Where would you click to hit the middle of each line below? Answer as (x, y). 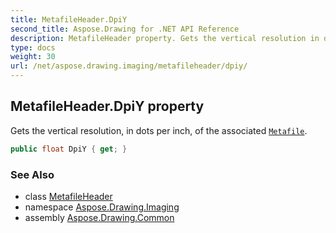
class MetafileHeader (68, 196)
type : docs (33, 47)
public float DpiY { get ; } (69, 149)
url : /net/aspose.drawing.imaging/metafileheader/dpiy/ (129, 66)
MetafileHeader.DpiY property (107, 106)
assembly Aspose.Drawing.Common (99, 217)
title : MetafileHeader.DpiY (69, 19)
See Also (32, 174)
